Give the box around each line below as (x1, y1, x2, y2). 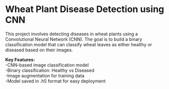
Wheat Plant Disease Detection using (5, 4, 164, 15)
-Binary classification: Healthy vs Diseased (5, 67, 94, 73)
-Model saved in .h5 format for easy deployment (5, 78, 106, 84)
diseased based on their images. (5, 47, 73, 53)
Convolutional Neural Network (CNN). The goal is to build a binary (5, 36, 142, 42)
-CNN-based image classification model (5, 62, 89, 68)
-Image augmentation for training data (5, 72, 85, 78)
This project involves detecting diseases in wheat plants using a (5, 31, 138, 37)
